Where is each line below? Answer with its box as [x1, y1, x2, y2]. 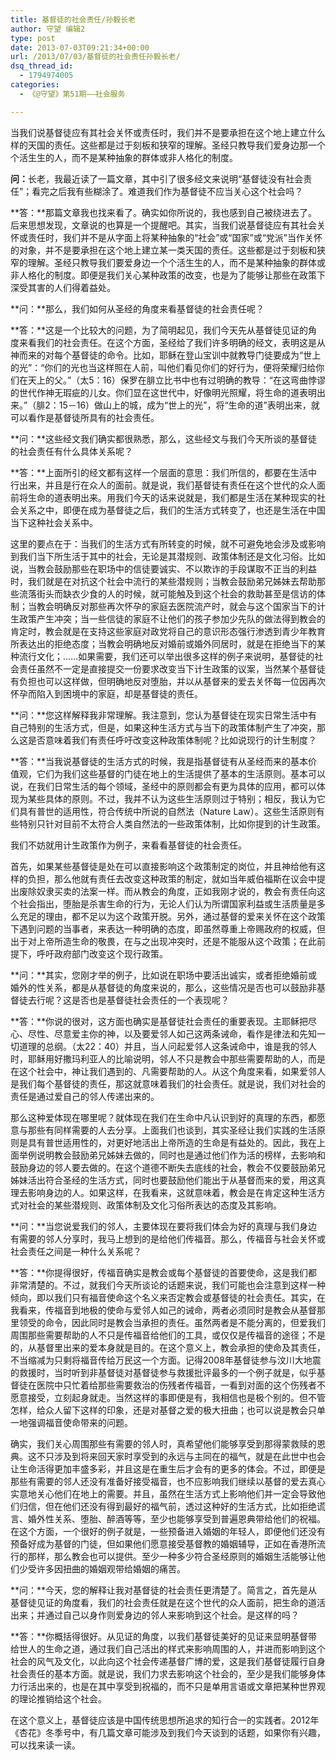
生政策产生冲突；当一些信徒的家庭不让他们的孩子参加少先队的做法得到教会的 [10, 612, 326, 625]
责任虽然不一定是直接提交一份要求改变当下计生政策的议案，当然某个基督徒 [18, 662, 326, 675]
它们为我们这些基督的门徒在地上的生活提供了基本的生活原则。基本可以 [36, 767, 326, 780]
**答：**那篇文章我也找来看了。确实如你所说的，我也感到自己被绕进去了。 [10, 206, 318, 218]
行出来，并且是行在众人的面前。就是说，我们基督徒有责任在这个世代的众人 [10, 479, 317, 491]
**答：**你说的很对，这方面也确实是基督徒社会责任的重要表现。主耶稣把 [10, 1015, 309, 1027]
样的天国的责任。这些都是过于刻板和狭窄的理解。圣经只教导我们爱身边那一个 [10, 139, 326, 151]
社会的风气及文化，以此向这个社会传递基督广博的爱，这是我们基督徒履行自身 [10, 1655, 326, 1667]
